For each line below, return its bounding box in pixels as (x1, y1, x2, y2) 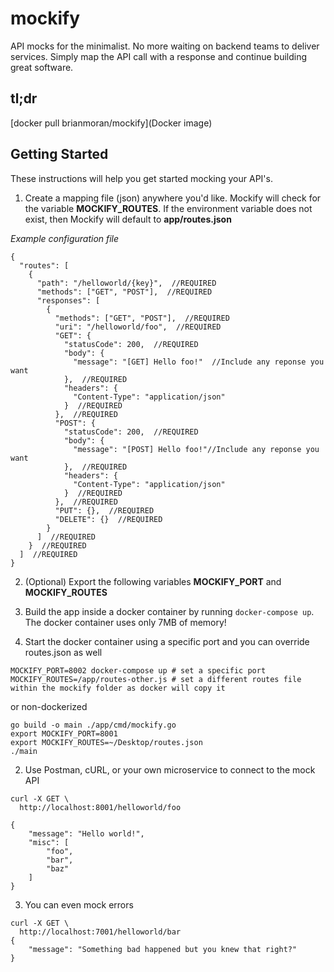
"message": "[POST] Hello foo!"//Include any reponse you (73, 444, 320, 454)
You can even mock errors (24, 898, 134, 911)
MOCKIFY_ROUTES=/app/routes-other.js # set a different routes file (10, 674, 302, 684)
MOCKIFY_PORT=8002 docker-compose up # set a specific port (10, 665, 267, 676)
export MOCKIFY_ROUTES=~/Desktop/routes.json (10, 737, 203, 747)
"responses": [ (36, 295, 101, 306)
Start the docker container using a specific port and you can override (24, 635, 310, 647)
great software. (10, 61, 74, 73)
